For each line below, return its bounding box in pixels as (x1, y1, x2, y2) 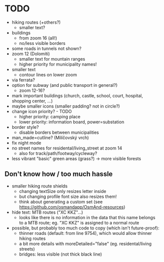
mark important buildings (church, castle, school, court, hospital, (11, 92, 143, 99)
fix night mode (11, 140, 41, 146)
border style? (11, 124, 39, 130)
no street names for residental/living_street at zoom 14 (11, 145, 123, 151)
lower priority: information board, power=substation (19, 119, 124, 125)
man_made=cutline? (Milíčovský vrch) (11, 134, 89, 141)
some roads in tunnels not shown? (11, 45, 82, 51)
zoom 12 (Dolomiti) (11, 50, 50, 57)
